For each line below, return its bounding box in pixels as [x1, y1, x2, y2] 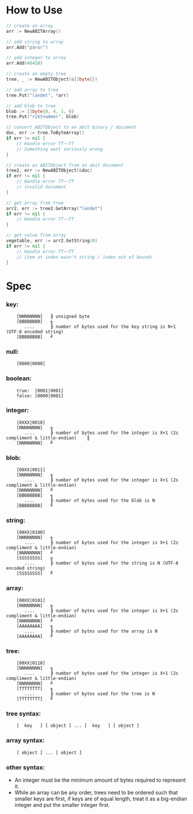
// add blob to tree [6, 103, 57, 109]
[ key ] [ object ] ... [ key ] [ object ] [16, 723, 140, 729]
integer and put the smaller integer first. [14, 801, 110, 808]
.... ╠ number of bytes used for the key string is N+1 [24, 323, 176, 330]
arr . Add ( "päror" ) [6, 45, 48, 50]
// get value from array [6, 232, 66, 238]
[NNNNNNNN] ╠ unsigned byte [16, 313, 90, 319]
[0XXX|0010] [16, 419, 45, 425]
